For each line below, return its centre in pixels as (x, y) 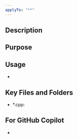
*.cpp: (18, 105)
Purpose (19, 48)
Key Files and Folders (39, 92)
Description (24, 30)
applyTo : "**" (20, 10)
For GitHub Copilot (34, 121)
